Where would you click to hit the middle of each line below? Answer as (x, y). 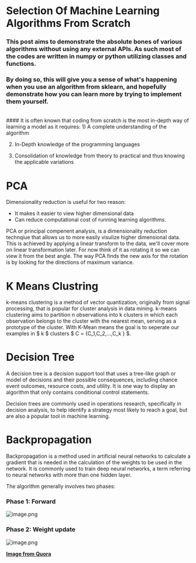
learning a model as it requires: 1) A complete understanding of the (86, 127)
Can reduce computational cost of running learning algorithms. (90, 220)
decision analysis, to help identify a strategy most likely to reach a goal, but (97, 410)
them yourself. (27, 102)
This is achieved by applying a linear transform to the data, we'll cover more (97, 244)
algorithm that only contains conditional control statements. (78, 393)
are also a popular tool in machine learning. (58, 416)
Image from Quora (29, 554)
